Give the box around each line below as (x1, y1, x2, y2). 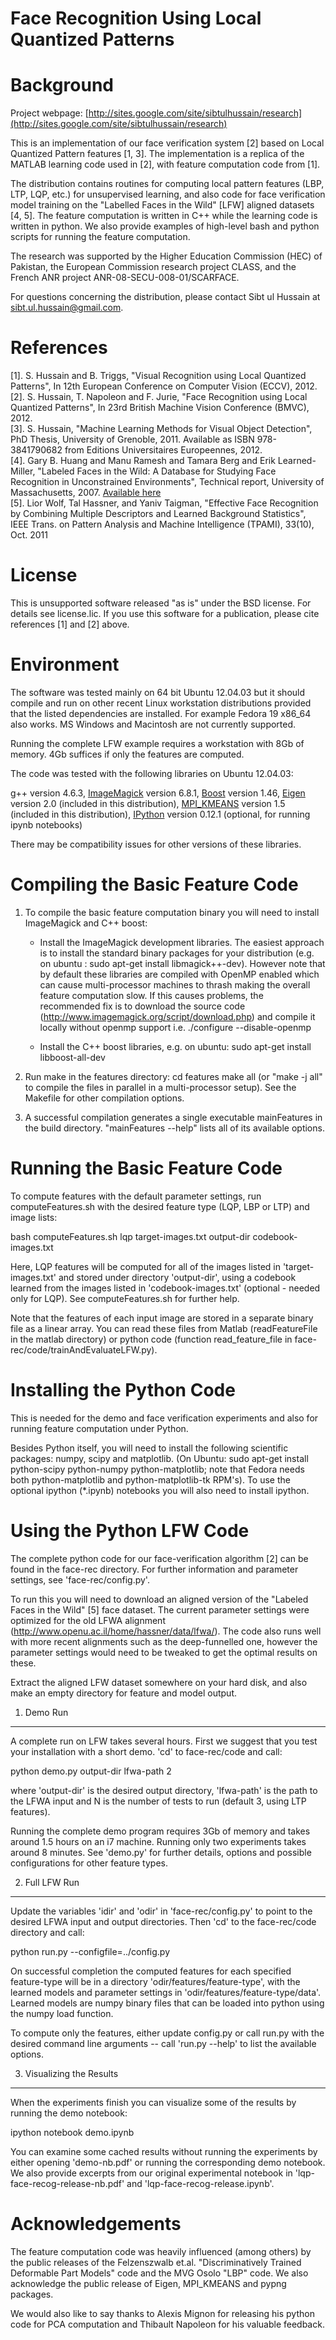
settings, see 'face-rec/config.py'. (10, 1573, 150, 1586)
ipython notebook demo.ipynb (10, 2126, 135, 2138)
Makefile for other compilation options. (24, 1092, 185, 1104)
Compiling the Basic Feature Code (10, 873, 299, 896)
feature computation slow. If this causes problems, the (39, 989, 264, 1001)
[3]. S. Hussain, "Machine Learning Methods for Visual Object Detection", (10, 423, 313, 435)
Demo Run (24, 1706, 69, 1718)
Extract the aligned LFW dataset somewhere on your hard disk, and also (10, 1676, 308, 1688)
